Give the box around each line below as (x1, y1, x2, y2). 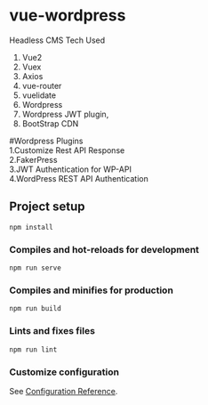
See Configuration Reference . (9, 385, 118, 396)
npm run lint (9, 344, 58, 354)
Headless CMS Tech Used (9, 35, 106, 45)
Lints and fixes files (9, 325, 96, 337)
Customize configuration (9, 366, 120, 378)
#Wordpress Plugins (9, 135, 84, 146)
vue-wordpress (9, 5, 126, 26)
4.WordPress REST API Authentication (9, 173, 148, 183)
